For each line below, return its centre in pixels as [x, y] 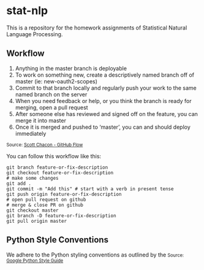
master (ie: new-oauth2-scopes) [56, 81]
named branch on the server [51, 94]
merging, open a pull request [51, 107]
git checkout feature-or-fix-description [60, 172]
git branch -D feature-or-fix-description [61, 215]
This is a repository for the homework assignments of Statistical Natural [97, 28]
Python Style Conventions [58, 240]
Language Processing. [35, 34]
